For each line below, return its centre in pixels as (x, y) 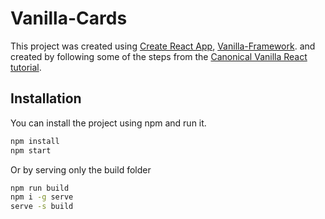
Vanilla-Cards (69, 18)
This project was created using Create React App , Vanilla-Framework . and (163, 46)
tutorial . (26, 67)
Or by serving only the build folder (81, 169)
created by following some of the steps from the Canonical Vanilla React (159, 56)
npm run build (40, 188)
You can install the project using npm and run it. (108, 123)
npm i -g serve (42, 197)
